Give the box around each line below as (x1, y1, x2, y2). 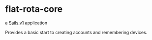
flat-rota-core (5, 3, 63, 15)
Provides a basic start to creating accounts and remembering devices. (5, 29, 148, 35)
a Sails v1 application (5, 20, 48, 26)
